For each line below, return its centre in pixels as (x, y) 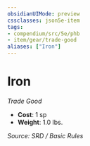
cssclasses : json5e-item (44, 20)
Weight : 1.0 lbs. (40, 122)
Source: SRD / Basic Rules (45, 135)
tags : (15, 27)
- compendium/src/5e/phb (44, 34)
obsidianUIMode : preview (44, 14)
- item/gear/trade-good (42, 40)
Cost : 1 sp (32, 114)
